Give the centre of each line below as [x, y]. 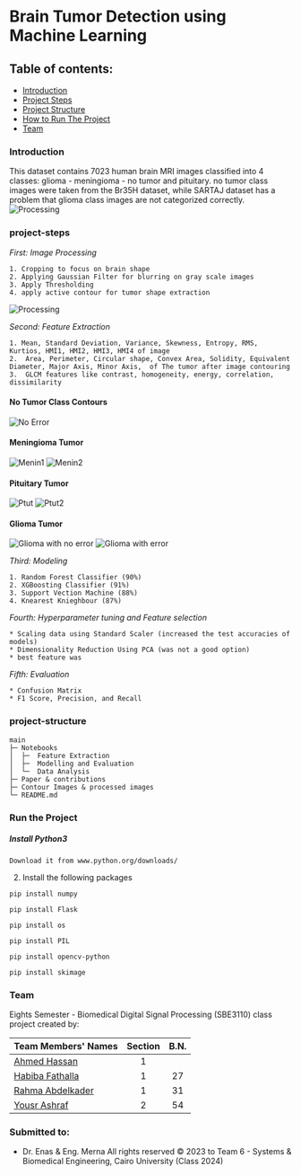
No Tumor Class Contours [58, 402]
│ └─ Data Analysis [50, 771]
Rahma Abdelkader [54, 1091]
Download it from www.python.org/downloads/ [94, 861]
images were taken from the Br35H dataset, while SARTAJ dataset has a [142, 190]
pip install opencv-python [60, 957]
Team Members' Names [66, 1046]
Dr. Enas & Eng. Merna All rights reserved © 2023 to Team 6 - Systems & [157, 1152]
